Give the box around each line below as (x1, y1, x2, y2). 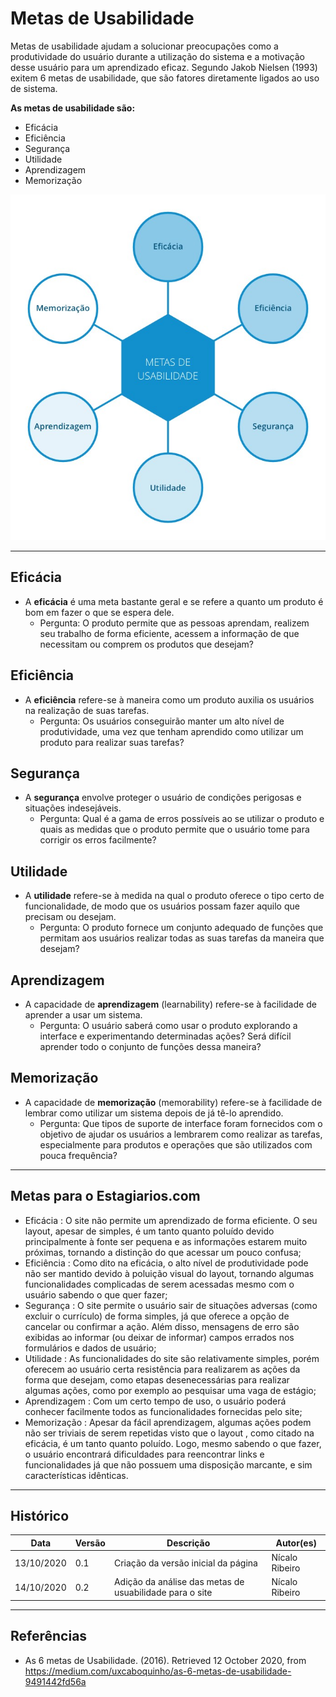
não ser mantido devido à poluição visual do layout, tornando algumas (24, 1267, 315, 1279)
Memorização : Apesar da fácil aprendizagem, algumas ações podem (24, 1416, 312, 1428)
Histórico (10, 1507, 70, 1524)
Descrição (166, 1537, 211, 1549)
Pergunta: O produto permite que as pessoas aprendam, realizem (39, 617, 310, 629)
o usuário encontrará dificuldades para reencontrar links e (24, 1448, 265, 1460)
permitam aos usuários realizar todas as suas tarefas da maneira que (39, 932, 325, 944)
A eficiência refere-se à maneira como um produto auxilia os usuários (24, 693, 315, 706)
